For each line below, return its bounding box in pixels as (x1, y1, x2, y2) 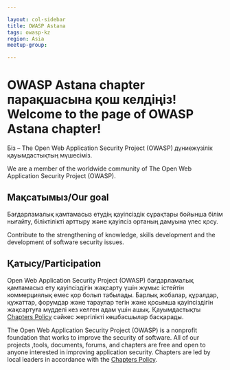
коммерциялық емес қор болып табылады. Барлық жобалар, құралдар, (7, 290, 219, 299)
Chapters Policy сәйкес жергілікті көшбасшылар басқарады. (7, 312, 184, 320)
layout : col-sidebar (7, 16, 67, 23)
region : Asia (7, 35, 45, 42)
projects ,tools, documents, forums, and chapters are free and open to (7, 340, 206, 349)
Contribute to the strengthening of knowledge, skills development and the (7, 230, 216, 239)
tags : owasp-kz (7, 29, 51, 36)
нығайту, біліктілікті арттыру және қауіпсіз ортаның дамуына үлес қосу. (7, 217, 218, 226)
